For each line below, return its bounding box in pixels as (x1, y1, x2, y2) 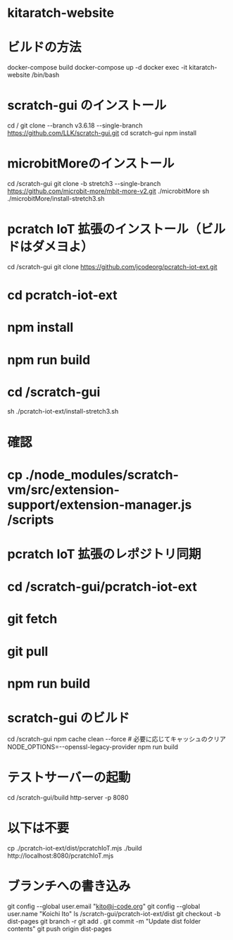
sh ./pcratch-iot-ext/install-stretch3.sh (7, 407, 119, 416)
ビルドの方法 (7, 39, 82, 56)
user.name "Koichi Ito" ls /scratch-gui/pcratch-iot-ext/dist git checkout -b (7, 909, 221, 917)
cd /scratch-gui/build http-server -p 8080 (7, 793, 129, 801)
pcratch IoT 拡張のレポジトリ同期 (7, 546, 202, 562)
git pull (7, 643, 49, 660)
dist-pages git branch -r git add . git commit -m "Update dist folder (7, 917, 201, 925)
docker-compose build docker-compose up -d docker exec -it (7, 63, 188, 72)
